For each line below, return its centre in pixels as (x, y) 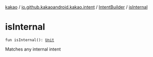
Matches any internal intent (33, 49)
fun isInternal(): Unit (30, 40)
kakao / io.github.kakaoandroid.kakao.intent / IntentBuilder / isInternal (76, 7)
